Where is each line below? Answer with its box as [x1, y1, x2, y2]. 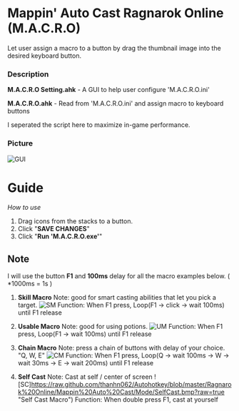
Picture [7, 138, 34, 148]
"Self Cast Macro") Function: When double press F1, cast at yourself [17, 395, 219, 404]
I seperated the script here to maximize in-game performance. [7, 121, 190, 129]
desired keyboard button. [7, 51, 82, 60]
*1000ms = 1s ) [7, 280, 53, 288]
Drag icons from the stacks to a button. [17, 217, 133, 225]
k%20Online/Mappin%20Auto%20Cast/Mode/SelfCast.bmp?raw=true [17, 387, 225, 397]
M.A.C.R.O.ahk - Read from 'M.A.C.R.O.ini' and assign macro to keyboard [7, 99, 224, 108]
